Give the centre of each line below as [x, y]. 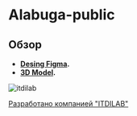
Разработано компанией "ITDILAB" [68, 104]
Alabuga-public [62, 15]
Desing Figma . [45, 64]
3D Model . [38, 72]
